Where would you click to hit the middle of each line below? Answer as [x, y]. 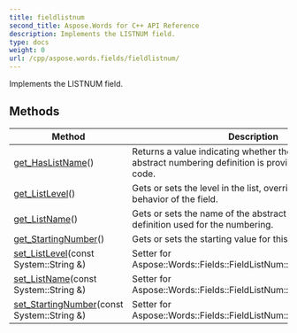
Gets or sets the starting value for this [210, 238]
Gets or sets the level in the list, [197, 188]
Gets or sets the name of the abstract [209, 213]
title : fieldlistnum [47, 17]
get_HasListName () [54, 162]
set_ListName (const [55, 278]
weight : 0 [27, 50]
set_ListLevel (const [54, 253]
